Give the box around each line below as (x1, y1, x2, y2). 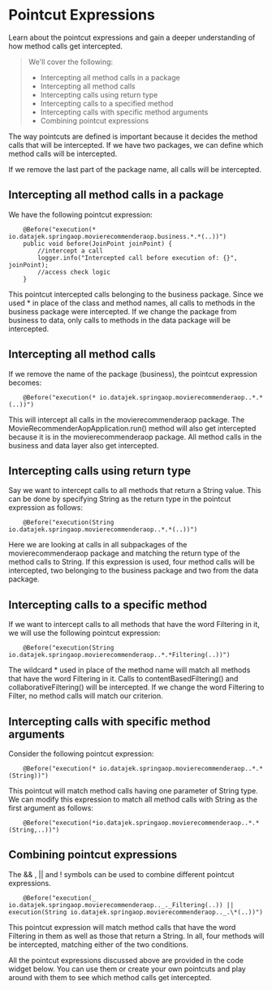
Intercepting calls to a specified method (40, 98, 174, 108)
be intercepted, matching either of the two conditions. (8, 940, 189, 949)
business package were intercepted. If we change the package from (8, 306, 237, 316)
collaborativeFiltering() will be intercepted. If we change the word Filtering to (8, 682, 265, 692)
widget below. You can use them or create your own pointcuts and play (8, 964, 246, 974)
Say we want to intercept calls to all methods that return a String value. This (8, 486, 261, 495)
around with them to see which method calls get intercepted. (8, 972, 212, 982)
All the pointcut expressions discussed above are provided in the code (8, 955, 244, 965)
